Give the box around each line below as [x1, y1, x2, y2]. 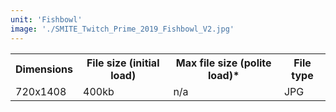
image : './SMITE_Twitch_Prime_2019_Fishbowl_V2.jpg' [10, 24, 235, 34]
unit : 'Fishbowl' [10, 14, 83, 25]
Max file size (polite [175, 56, 272, 70]
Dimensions [15, 62, 74, 76]
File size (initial [86, 56, 160, 70]
